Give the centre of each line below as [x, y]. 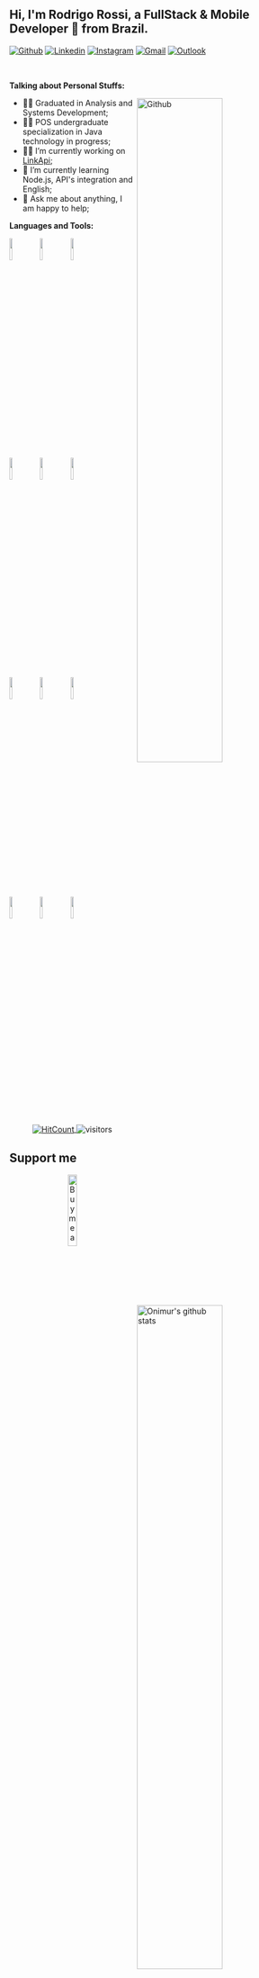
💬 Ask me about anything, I [72, 198]
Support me [43, 1157]
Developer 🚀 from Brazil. [79, 29]
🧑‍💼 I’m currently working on [74, 150]
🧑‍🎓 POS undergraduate [66, 122]
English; [37, 189]
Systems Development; [65, 113]
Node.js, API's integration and [77, 179]
